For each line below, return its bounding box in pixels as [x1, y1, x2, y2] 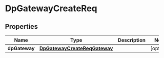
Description [118, 37, 145, 43]
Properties [5, 22, 38, 31]
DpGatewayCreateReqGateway [39, 45, 113, 52]
